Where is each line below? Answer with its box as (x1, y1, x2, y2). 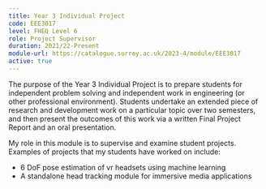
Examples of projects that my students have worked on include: (8, 147, 221, 157)
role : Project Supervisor (8, 34, 96, 43)
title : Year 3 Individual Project (8, 11, 126, 20)
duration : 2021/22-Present (8, 42, 100, 50)
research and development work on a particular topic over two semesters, (8, 105, 256, 114)
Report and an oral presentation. (8, 122, 117, 132)
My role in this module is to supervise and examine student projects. (8, 138, 237, 148)
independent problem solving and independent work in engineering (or (8, 88, 245, 97)
